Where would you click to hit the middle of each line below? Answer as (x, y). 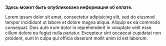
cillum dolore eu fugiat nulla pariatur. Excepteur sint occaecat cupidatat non (83, 33)
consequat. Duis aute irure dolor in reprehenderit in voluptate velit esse (78, 27)
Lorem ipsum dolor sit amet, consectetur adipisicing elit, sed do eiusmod (80, 17)
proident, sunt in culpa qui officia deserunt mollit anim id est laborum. (76, 38)
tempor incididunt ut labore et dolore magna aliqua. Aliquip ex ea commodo (83, 22)
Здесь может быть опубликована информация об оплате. (69, 7)
